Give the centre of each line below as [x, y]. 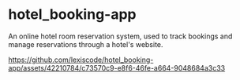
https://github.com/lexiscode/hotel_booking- [81, 60]
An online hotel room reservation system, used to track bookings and [120, 36]
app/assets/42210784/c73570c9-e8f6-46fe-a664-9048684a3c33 [117, 67]
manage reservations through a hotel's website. [86, 44]
